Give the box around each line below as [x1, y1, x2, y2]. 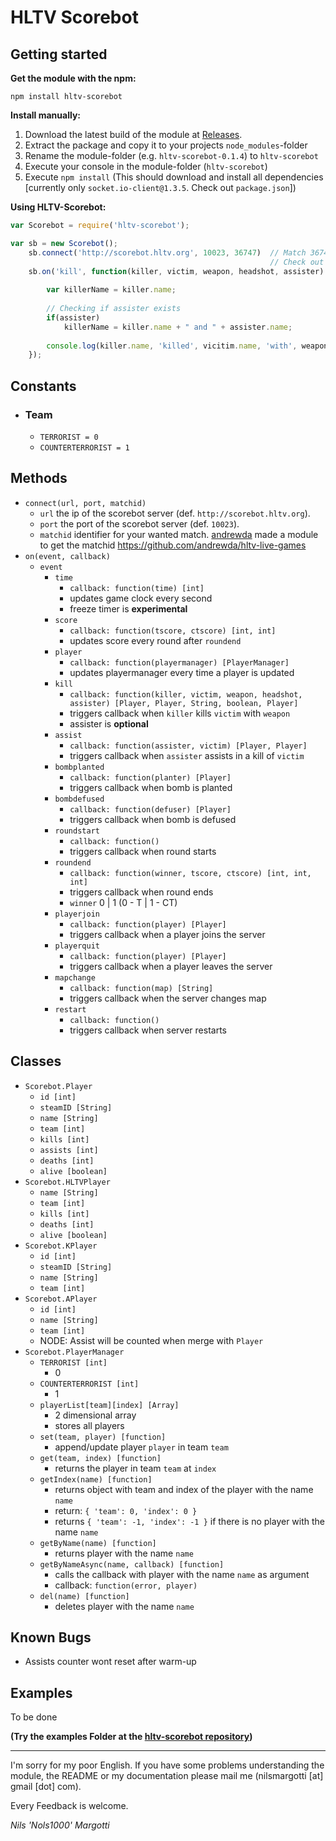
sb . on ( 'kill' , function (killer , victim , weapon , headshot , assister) [28, 266, 325, 276]
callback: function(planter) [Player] [69, 772, 232, 783]
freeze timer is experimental [69, 602, 188, 615]
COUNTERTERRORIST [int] [39, 1379, 140, 1389]
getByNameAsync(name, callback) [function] [39, 1559, 225, 1570]
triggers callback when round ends [69, 886, 214, 898]
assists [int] [39, 1145, 99, 1155]
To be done [10, 1711, 58, 1723]
